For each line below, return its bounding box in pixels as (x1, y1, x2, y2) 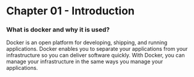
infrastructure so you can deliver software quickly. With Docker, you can (6, 52, 185, 59)
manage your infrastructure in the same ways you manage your (6, 58, 163, 65)
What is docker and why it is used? (6, 26, 110, 34)
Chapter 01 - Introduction (6, 4, 135, 18)
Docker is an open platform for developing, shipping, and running (6, 39, 168, 46)
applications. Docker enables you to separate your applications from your (6, 45, 188, 53)
